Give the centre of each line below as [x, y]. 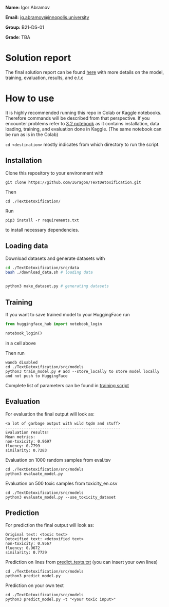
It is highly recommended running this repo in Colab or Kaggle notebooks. [83, 112]
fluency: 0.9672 [23, 548]
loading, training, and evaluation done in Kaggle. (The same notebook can [83, 129]
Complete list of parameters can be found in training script [67, 385]
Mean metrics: [21, 437]
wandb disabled [22, 362]
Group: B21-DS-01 [25, 27]
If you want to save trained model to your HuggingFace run [68, 314]
